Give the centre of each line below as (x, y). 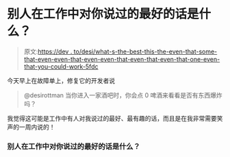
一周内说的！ (37, 127)
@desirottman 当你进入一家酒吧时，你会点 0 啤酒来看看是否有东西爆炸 (123, 95)
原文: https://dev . (48, 51)
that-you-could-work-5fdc (61, 67)
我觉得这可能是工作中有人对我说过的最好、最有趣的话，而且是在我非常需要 (112, 118)
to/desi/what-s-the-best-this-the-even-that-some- (145, 51)
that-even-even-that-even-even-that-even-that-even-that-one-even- (122, 59)
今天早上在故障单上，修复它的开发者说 (61, 80)
